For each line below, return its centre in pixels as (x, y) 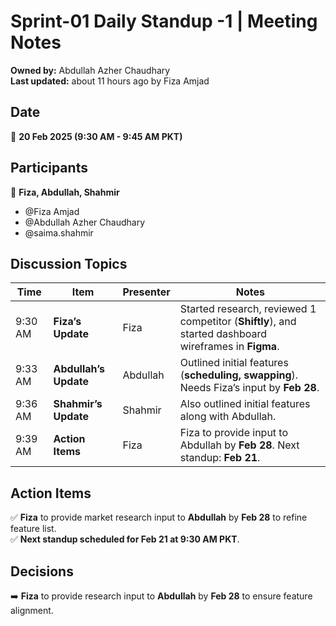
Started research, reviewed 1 (248, 309)
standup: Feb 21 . (220, 458)
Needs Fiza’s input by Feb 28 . (249, 388)
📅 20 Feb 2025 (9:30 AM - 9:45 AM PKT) (96, 136)
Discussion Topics (69, 263)
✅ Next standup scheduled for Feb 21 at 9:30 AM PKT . (125, 539)
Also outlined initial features (245, 404)
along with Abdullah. (228, 417)
